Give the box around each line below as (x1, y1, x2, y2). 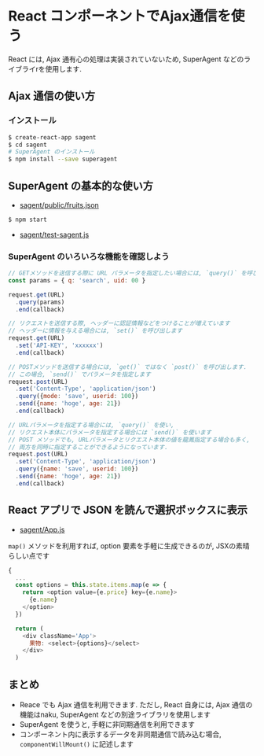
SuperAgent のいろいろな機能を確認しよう (8, 251, 170, 262)
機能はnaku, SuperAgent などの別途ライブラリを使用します (19, 710, 211, 719)
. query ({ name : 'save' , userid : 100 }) (15, 465, 139, 473)
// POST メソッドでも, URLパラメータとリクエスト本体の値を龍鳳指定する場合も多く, (8, 436, 251, 444)
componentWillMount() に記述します (19, 739, 134, 748)
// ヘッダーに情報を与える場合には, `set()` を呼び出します (8, 327, 183, 335)
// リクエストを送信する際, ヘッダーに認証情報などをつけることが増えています (8, 319, 230, 327)
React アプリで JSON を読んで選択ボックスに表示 (8, 503, 247, 517)
